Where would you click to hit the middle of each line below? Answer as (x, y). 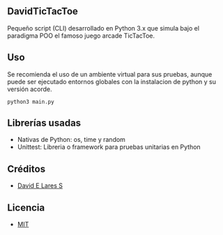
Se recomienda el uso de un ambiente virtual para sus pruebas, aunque (110, 74)
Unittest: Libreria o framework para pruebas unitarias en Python (109, 147)
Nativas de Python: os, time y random (71, 140)
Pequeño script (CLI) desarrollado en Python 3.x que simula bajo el (103, 28)
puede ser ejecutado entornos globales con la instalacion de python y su (112, 81)
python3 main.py (31, 102)
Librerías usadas (44, 123)
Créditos (26, 169)
